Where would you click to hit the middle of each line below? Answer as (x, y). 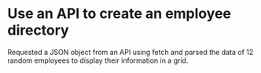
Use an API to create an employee (119, 14)
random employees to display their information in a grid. (98, 60)
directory (38, 30)
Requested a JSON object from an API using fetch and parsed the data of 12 (130, 52)
